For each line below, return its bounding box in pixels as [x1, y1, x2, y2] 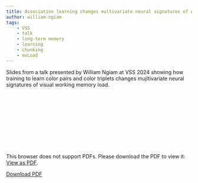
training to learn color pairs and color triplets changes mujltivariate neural [6, 75, 184, 82]
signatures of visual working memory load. [6, 81, 110, 88]
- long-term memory [16, 36, 65, 42]
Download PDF [6, 170, 42, 177]
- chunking [16, 47, 44, 53]
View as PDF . [6, 159, 38, 166]
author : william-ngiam [6, 14, 62, 20]
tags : [6, 19, 19, 25]
